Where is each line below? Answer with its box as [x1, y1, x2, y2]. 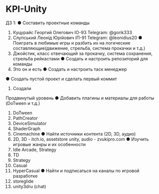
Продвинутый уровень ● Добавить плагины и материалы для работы [5, 95, 155, 101]
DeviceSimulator [12, 120, 47, 126]
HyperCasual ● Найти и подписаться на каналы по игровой [12, 167, 140, 174]
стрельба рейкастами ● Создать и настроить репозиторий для [12, 55, 148, 61]
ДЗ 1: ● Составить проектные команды [5, 20, 90, 26]
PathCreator [12, 115, 38, 121]
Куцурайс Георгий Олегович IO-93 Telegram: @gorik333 [12, 29, 132, 35]
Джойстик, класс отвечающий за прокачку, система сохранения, [12, 50, 153, 56]
